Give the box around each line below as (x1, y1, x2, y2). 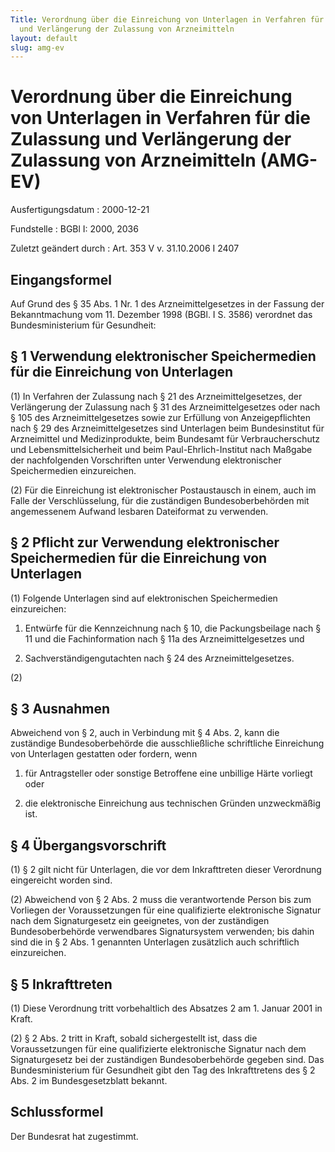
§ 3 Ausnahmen (10, 701, 111, 718)
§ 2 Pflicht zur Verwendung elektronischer (10, 534, 280, 551)
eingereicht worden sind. (10, 874, 113, 886)
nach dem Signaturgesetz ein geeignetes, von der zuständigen (10, 915, 270, 927)
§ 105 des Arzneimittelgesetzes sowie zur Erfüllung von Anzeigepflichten (10, 411, 311, 423)
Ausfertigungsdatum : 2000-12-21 (10, 204, 150, 216)
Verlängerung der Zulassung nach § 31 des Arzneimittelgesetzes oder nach (10, 401, 321, 413)
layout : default (10, 33, 78, 43)
